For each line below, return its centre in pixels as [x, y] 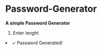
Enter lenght [26, 33]
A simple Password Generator [38, 23]
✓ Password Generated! [37, 43]
